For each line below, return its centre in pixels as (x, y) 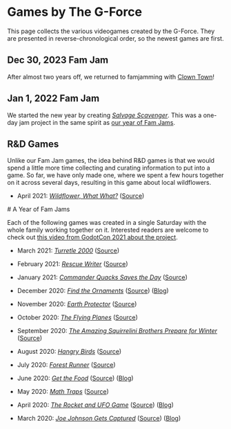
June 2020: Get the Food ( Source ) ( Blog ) (75, 378)
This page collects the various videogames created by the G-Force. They (111, 31)
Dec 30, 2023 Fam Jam (58, 60)
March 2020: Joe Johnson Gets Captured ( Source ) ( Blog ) (99, 419)
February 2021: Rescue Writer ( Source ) (73, 264)
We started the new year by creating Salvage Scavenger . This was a (104, 115)
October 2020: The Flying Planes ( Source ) (77, 317)
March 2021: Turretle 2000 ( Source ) (68, 251)
